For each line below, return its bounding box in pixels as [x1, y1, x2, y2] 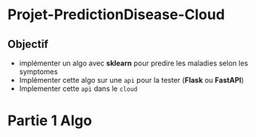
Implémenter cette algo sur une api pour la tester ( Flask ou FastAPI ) [18, 76, 244, 84]
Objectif [7, 37, 49, 51]
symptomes [18, 67, 58, 76]
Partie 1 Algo [7, 112, 93, 130]
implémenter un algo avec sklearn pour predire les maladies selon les [18, 58, 249, 68]
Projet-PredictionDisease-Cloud [7, 6, 225, 24]
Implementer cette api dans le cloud [18, 84, 138, 93]
